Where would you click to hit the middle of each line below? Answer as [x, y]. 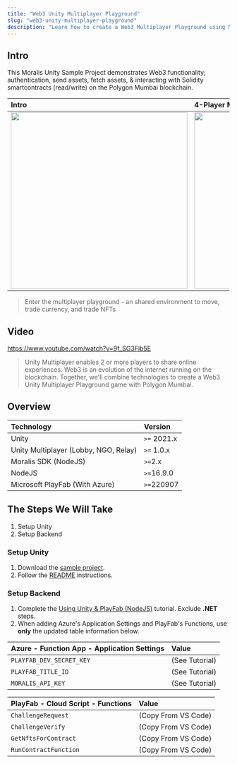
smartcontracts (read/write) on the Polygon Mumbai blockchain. [100, 87]
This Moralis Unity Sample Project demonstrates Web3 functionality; [107, 73]
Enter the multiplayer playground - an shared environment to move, [122, 302]
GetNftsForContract [43, 739]
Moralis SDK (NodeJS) [48, 461]
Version [157, 426]
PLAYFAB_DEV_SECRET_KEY [51, 661]
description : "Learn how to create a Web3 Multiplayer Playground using [116, 27]
